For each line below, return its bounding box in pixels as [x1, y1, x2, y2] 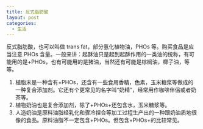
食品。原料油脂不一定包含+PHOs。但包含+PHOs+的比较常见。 [26, 116, 183, 124]
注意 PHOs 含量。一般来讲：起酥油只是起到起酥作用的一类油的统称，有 [11, 51, 190, 58]
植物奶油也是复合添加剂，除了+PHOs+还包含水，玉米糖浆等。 [15, 101, 171, 109]
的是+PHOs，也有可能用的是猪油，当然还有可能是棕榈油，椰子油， [16, 58, 185, 65]
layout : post [6, 15, 40, 21]
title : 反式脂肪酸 [6, 8, 49, 15]
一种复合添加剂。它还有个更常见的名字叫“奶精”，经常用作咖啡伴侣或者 [15, 86, 191, 94]
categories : [6, 20, 37, 26]
